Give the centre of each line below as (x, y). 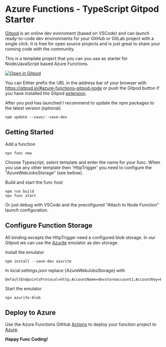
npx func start (21, 196)
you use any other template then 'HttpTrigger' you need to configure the (79, 167)
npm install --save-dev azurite (38, 261)
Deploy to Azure (30, 312)
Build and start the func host (34, 182)
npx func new (19, 153)
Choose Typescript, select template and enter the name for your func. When (83, 162)
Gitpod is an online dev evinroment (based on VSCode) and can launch (77, 33)
